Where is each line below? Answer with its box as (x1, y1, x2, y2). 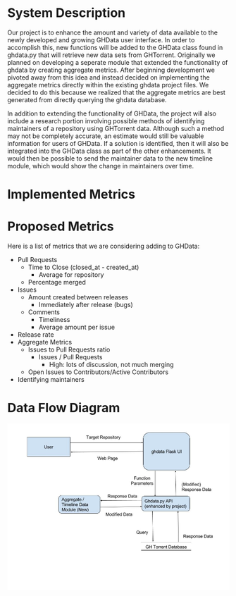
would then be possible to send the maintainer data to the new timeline (7, 154, 213, 163)
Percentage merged (27, 278, 87, 287)
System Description (7, 5, 125, 21)
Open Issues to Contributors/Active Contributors (27, 368, 169, 376)
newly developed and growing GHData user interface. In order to (7, 35, 195, 44)
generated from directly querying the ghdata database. (7, 95, 167, 104)
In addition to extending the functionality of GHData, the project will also (7, 109, 217, 118)
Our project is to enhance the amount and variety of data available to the (7, 28, 218, 37)
